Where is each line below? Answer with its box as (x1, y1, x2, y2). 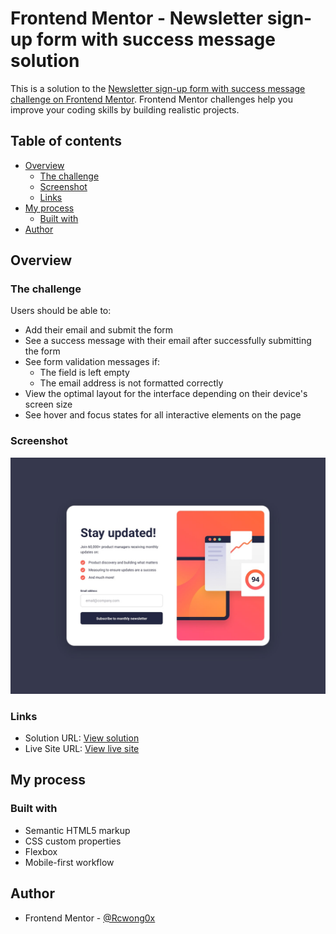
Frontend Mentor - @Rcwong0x (24, 912, 156, 924)
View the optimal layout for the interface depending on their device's (24, 388, 308, 400)
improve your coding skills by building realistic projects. (10, 103, 240, 116)
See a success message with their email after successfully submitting (24, 335, 312, 347)
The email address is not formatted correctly (39, 377, 224, 389)
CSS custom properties (24, 835, 122, 847)
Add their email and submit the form (24, 324, 174, 336)
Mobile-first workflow (24, 856, 115, 868)
